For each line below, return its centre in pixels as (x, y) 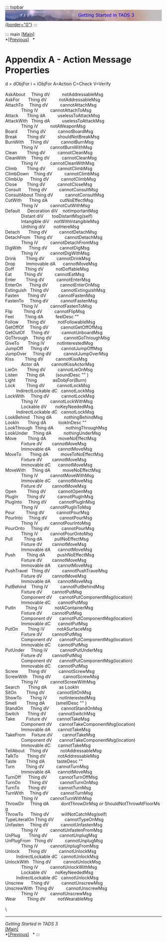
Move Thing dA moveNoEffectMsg (51, 438)
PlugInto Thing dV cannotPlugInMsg (50, 502)
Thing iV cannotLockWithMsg (57, 402)
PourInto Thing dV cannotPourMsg (49, 518)
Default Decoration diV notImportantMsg (52, 211)
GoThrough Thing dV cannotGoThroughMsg (58, 338)
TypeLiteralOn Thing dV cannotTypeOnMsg (54, 819)
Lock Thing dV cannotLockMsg (48, 386)
